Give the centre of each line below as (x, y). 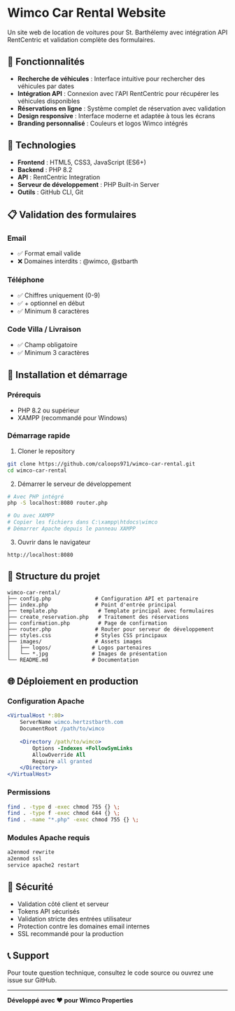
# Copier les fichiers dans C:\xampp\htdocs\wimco (83, 522)
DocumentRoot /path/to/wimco (62, 729)
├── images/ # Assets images (74, 641)
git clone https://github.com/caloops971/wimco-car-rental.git (101, 463)
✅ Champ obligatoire (48, 344)
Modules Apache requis (49, 838)
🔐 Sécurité (30, 887)
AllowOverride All (59, 755)
